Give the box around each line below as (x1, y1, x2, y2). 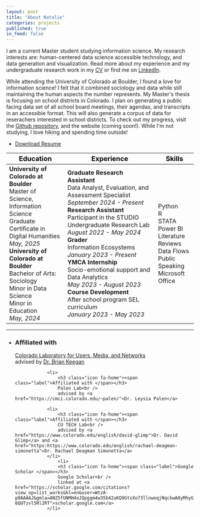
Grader (67, 236, 88, 244)
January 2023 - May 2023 (67, 310, 145, 319)
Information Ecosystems (67, 243, 136, 251)
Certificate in (9, 224, 46, 233)
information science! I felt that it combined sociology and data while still (6, 84, 182, 91)
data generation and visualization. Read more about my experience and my (6, 60, 190, 67)
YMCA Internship (67, 258, 118, 266)
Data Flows (158, 247, 189, 256)
